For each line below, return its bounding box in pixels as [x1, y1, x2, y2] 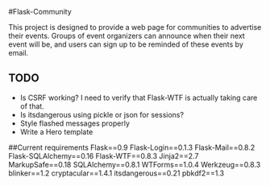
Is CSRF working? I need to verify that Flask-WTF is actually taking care [19, 93, 258, 102]
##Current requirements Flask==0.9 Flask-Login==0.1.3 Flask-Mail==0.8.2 [8, 143, 255, 152]
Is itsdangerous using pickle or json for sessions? [19, 110, 184, 119]
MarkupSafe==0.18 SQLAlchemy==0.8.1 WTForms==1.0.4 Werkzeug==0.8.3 [8, 159, 261, 169]
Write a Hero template [19, 126, 93, 136]
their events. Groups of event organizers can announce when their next [8, 31, 246, 40]
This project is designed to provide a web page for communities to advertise [8, 23, 262, 31]
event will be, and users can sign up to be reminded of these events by [8, 39, 244, 49]
